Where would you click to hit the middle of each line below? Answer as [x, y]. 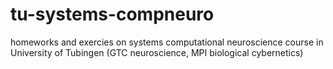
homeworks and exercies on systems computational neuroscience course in [167, 42]
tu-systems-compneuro [112, 14]
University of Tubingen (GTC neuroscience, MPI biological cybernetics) [157, 52]
